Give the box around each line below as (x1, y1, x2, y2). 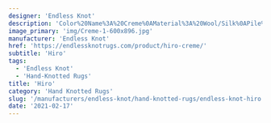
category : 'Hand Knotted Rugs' (8, 87, 114, 95)
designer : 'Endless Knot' (8, 11, 95, 20)
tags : (8, 57, 27, 66)
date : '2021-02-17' (8, 102, 74, 110)
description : (8, 19, 52, 28)
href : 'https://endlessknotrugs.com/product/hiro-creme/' (8, 42, 207, 50)
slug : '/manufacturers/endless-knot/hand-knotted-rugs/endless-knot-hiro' (8, 95, 265, 103)
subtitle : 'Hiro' (8, 49, 67, 57)
